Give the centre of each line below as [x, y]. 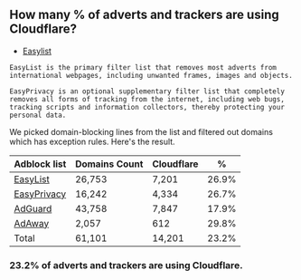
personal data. [38, 115]
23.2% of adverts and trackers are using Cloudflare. [126, 265]
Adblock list [40, 164]
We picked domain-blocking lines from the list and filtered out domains [141, 131]
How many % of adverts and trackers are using [144, 15]
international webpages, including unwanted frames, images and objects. [151, 75]
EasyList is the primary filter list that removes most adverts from [143, 67]
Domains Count [109, 164]
